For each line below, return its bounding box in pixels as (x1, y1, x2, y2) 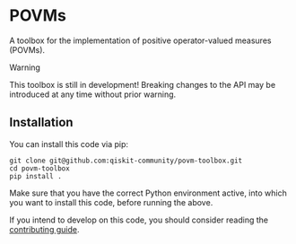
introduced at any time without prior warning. (9, 89, 177, 100)
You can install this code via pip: (9, 138, 128, 149)
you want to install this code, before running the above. (9, 196, 213, 207)
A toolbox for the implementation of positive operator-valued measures (9, 35, 272, 46)
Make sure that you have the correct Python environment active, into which (9, 187, 287, 198)
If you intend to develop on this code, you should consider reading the (9, 214, 269, 225)
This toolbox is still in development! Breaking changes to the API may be (9, 79, 276, 90)
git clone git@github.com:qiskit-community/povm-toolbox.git (9, 156, 243, 165)
